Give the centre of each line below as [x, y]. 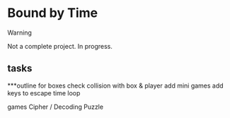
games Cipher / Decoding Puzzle [56, 107]
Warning [19, 33]
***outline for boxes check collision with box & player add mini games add [116, 85]
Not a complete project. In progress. [60, 46]
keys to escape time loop [44, 93]
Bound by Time [52, 13]
